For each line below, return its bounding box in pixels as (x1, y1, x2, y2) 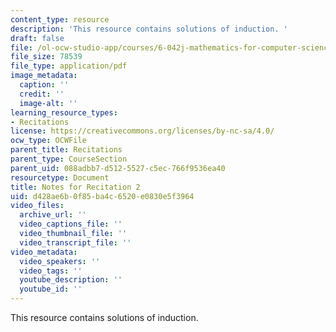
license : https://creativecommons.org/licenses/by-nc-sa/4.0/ (10, 126, 275, 136)
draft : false (10, 33, 65, 43)
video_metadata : (10, 247, 78, 257)
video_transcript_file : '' (19, 237, 132, 248)
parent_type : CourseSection (10, 154, 128, 164)
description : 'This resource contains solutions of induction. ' (10, 24, 288, 34)
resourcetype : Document (10, 172, 110, 183)
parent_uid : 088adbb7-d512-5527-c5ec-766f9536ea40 (10, 163, 226, 173)
